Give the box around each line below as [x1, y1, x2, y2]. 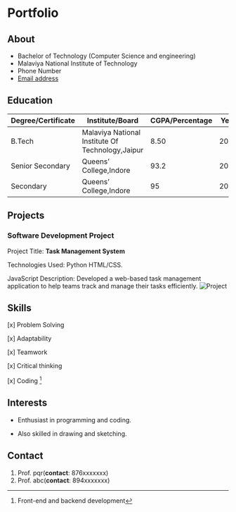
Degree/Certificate [11, 115, 75, 125]
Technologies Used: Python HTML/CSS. [7, 260, 123, 269]
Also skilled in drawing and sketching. [17, 429, 127, 438]
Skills [7, 302, 32, 314]
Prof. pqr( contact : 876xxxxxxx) [17, 468, 109, 477]
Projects [7, 209, 45, 221]
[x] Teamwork [7, 348, 48, 357]
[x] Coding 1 [7, 375, 42, 385]
